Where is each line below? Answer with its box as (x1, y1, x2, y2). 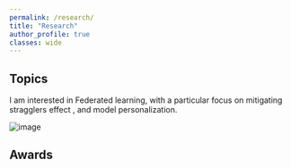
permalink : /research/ (9, 13, 94, 22)
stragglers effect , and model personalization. (9, 105, 178, 115)
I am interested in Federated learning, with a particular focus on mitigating (9, 95, 283, 105)
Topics (9, 71, 48, 86)
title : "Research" (9, 21, 78, 30)
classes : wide (9, 38, 63, 47)
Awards (9, 147, 54, 163)
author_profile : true (9, 29, 91, 38)
